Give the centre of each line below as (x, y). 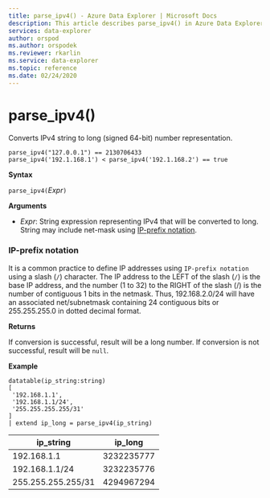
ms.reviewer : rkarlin (45, 53)
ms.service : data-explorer (53, 61)
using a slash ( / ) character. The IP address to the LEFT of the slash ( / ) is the (135, 276)
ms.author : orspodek (43, 46)
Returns (22, 326)
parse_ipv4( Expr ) (37, 190)
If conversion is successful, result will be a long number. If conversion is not (134, 342)
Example (23, 366)
